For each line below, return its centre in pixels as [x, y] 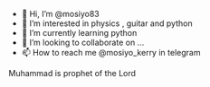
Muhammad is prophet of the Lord [72, 73]
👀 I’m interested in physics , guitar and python [107, 23]
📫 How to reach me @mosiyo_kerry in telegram [111, 52]
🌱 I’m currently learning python [79, 33]
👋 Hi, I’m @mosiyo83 [61, 14]
